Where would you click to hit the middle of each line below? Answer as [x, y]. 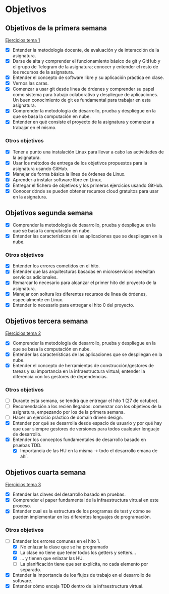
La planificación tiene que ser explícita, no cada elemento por [84, 564]
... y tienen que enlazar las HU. [52, 558]
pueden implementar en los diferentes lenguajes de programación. [82, 517]
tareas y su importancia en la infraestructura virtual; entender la [79, 371]
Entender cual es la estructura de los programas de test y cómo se [82, 511]
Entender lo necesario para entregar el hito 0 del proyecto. [73, 305]
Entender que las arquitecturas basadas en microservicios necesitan [84, 271]
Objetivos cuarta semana [46, 472]
